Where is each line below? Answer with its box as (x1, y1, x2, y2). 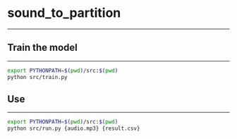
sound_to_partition (7, 5, 121, 21)
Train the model (7, 42, 78, 54)
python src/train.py (7, 73, 68, 80)
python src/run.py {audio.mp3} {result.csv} (7, 125, 140, 132)
